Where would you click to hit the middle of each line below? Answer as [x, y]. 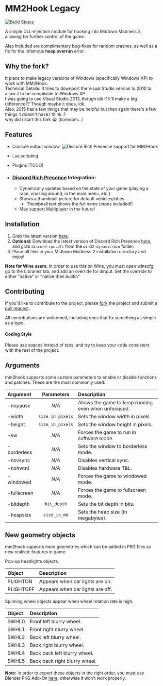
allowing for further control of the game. [45, 36]
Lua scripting [25, 155]
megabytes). [92, 518]
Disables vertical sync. [104, 460]
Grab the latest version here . [41, 236]
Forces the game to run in [107, 432]
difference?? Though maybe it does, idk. [45, 104]
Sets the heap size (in [103, 512]
